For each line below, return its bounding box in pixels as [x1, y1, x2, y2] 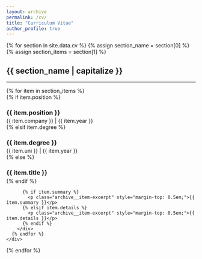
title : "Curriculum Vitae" [6, 20, 74, 26]
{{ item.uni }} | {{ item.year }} [6, 147, 78, 155]
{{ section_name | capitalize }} [6, 65, 123, 76]
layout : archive [6, 8, 47, 15]
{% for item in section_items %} [6, 88, 85, 95]
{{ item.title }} [6, 168, 48, 177]
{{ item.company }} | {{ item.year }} [6, 118, 93, 125]
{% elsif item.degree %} [6, 124, 66, 131]
